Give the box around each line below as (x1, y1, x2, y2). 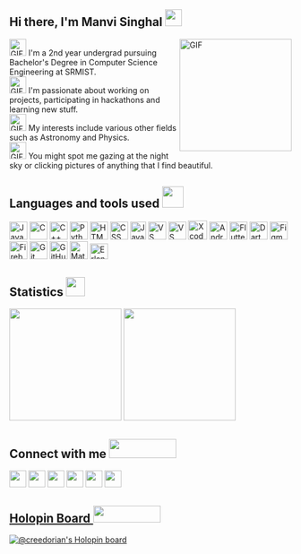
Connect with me (9, 446, 107, 462)
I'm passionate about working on (28, 84, 150, 95)
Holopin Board (9, 510, 91, 525)
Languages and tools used (9, 196, 159, 212)
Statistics (9, 284, 64, 300)
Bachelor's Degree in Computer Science (9, 56, 159, 67)
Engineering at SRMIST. (9, 66, 97, 77)
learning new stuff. (9, 104, 79, 115)
